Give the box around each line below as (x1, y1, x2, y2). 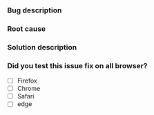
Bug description (7, 6, 62, 15)
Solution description (7, 42, 77, 52)
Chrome (17, 85, 41, 93)
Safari (17, 92, 35, 101)
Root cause (7, 23, 46, 33)
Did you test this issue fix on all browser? (7, 61, 148, 70)
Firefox (17, 76, 38, 85)
